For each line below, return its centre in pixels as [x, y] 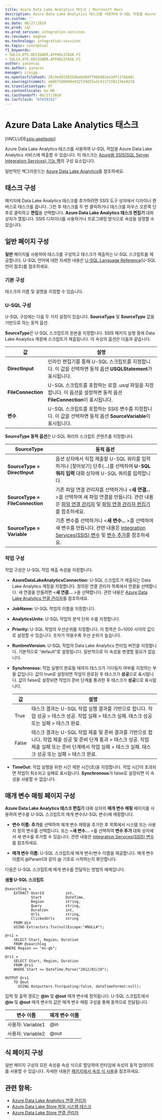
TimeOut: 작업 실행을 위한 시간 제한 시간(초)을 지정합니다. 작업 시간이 [78, 767]
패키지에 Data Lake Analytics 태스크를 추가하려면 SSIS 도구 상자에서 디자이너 [78, 200]
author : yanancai [22, 63]
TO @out [21, 982]
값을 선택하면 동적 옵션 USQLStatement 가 [107, 369]
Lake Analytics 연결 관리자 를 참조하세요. [50, 598]
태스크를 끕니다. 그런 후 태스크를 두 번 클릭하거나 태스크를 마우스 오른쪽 [85, 206]
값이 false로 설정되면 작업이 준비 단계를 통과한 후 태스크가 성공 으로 [81, 680]
